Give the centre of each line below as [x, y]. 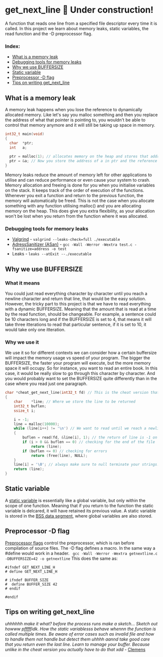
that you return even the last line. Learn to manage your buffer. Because [77, 644]
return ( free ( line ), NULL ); [59, 455]
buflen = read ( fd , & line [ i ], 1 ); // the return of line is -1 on [90, 438]
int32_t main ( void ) [25, 134]
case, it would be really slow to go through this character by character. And [80, 373]
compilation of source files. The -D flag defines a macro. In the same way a [80, 548]
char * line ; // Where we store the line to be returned [75, 402]
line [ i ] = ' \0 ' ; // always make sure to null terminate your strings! [87, 465]
